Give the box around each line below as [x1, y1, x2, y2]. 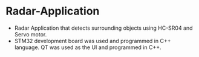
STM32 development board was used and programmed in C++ [14, 37, 171, 44]
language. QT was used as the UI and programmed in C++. [14, 44, 161, 51]
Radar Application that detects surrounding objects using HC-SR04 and [14, 24, 193, 32]
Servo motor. [14, 30, 47, 38]
